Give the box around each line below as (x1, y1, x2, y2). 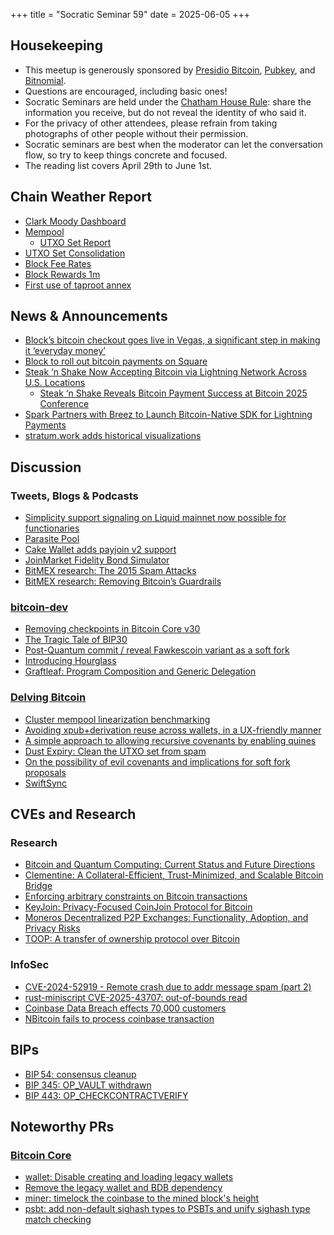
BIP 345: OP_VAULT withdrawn (24, 1079, 152, 1091)
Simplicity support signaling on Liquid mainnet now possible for (24, 512, 287, 524)
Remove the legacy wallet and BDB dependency (24, 1182, 223, 1194)
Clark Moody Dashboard (24, 215, 127, 227)
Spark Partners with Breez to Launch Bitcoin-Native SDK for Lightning (24, 409, 313, 421)
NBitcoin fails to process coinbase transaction (24, 1012, 215, 1024)
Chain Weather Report (10, 189, 152, 206)
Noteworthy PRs (10, 1118, 115, 1135)
